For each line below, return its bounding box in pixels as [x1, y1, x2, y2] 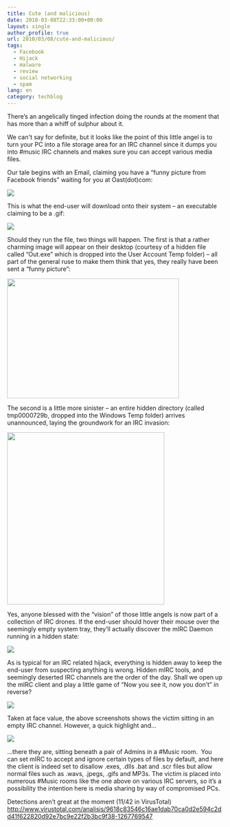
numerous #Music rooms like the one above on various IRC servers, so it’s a [7, 777, 222, 785]
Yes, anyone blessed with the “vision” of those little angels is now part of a [7, 611, 218, 618]
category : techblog [7, 94, 63, 101]
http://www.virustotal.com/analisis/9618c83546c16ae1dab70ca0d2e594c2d [7, 805, 222, 813]
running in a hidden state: [7, 632, 80, 640]
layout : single [7, 23, 51, 30]
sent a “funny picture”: [7, 265, 71, 273]
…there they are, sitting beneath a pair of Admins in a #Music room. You [7, 748, 212, 755]
